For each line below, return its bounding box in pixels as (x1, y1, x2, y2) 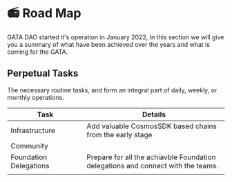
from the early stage (86, 130, 153, 139)
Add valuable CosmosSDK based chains (86, 121, 217, 131)
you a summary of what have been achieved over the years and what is (7, 40, 211, 48)
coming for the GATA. (7, 48, 68, 56)
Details (142, 110, 166, 119)
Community (10, 141, 48, 150)
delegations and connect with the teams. (86, 161, 219, 170)
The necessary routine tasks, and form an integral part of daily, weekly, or (7, 85, 217, 94)
